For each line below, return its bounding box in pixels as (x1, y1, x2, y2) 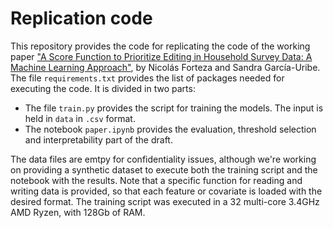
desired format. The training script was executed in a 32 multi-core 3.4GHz (10, 195, 320, 207)
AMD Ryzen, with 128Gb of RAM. (10, 206, 146, 218)
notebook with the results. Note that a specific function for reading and (10, 174, 303, 186)
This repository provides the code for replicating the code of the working (10, 40, 311, 52)
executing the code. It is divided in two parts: (10, 82, 196, 94)
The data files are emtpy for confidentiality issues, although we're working (10, 153, 317, 165)
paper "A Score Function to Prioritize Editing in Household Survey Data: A (10, 50, 313, 62)
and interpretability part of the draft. (24, 133, 173, 146)
